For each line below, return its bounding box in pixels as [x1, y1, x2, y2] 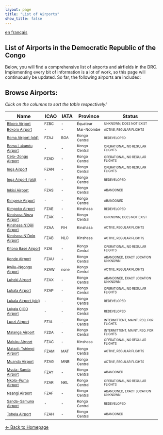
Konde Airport [7, 256, 31, 261]
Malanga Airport [7, 330, 35, 335]
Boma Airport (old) [7, 135, 39, 140]
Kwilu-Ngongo [7, 264, 33, 270]
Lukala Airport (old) [7, 298, 40, 303]
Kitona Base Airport [7, 246, 40, 251]
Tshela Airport [7, 411, 32, 417]
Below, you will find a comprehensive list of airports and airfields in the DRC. [5, 64, 158, 70]
